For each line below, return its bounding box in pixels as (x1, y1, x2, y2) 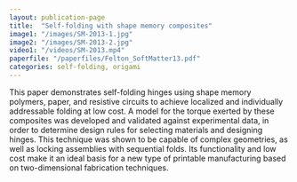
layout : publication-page (9, 12, 105, 22)
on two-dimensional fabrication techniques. (9, 162, 169, 173)
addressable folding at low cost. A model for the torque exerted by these (9, 106, 275, 116)
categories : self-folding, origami (9, 63, 141, 72)
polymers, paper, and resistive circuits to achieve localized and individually (9, 96, 284, 107)
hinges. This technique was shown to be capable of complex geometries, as (9, 134, 289, 145)
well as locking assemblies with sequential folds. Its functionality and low (9, 143, 277, 154)
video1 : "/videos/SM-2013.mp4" (9, 46, 125, 55)
